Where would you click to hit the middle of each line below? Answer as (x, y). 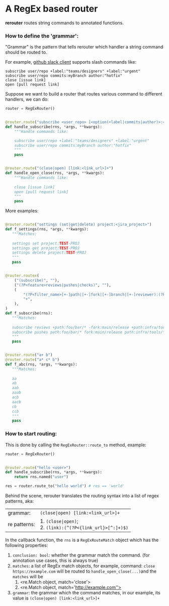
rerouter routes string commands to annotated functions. (65, 23)
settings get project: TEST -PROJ (46, 248)
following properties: (27, 545)
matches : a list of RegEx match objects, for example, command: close (84, 566)
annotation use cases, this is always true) (55, 561)
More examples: (22, 211)
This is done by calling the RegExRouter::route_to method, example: (76, 445)
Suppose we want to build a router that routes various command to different (84, 94)
